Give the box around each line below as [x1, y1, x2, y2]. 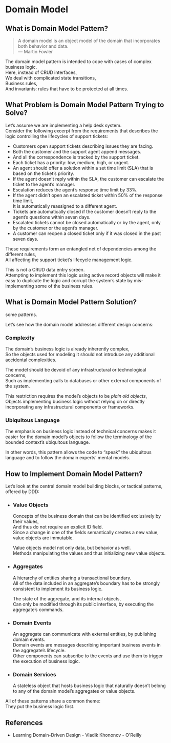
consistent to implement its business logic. [12, 585, 103, 592]
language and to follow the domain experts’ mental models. [5, 455, 131, 461]
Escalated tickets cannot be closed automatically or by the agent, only [12, 219, 161, 225]
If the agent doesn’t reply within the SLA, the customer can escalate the [12, 175, 164, 182]
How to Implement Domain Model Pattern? [5, 470, 143, 478]
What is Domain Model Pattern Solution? [5, 298, 137, 306]
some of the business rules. [35, 283, 94, 289]
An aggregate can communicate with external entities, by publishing [12, 631, 157, 637]
